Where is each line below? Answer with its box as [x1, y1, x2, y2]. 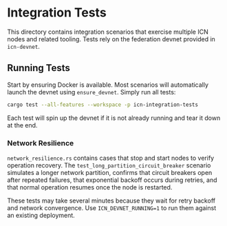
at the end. [7, 121, 38, 129]
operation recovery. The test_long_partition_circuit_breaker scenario [7, 161, 211, 169]
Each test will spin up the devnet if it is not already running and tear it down [7, 114, 221, 122]
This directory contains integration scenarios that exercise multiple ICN [7, 28, 208, 36]
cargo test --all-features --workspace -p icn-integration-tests [7, 101, 198, 108]
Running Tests [7, 62, 70, 74]
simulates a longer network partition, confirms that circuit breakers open [7, 168, 213, 176]
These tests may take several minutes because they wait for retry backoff [7, 196, 215, 205]
